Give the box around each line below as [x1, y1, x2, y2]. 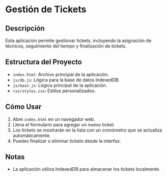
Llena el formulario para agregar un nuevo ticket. [12, 121, 116, 127]
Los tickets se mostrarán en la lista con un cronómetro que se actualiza [12, 127, 162, 133]
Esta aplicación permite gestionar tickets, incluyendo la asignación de [5, 37, 152, 43]
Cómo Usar [5, 102, 42, 111]
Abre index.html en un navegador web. [12, 116, 95, 122]
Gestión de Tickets [5, 4, 87, 15]
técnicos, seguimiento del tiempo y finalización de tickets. [5, 43, 127, 49]
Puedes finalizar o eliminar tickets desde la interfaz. [12, 138, 121, 144]
